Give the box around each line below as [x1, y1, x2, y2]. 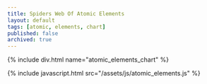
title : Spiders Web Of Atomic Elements [7, 10, 125, 17]
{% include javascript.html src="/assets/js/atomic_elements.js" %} [7, 69, 201, 78]
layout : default [7, 17, 55, 24]
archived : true [7, 36, 52, 43]
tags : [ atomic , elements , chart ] [7, 23, 106, 30]
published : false [7, 29, 59, 37]
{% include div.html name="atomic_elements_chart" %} [7, 55, 170, 64]
